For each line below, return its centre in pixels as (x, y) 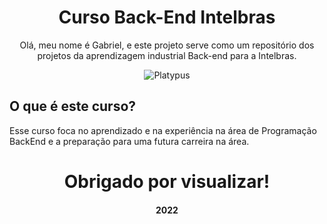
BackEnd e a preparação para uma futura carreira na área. (129, 141)
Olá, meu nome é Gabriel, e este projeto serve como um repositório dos (167, 45)
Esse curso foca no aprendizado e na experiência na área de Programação (163, 130)
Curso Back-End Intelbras (167, 17)
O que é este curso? (73, 106)
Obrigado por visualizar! (167, 181)
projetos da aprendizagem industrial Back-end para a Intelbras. (167, 55)
